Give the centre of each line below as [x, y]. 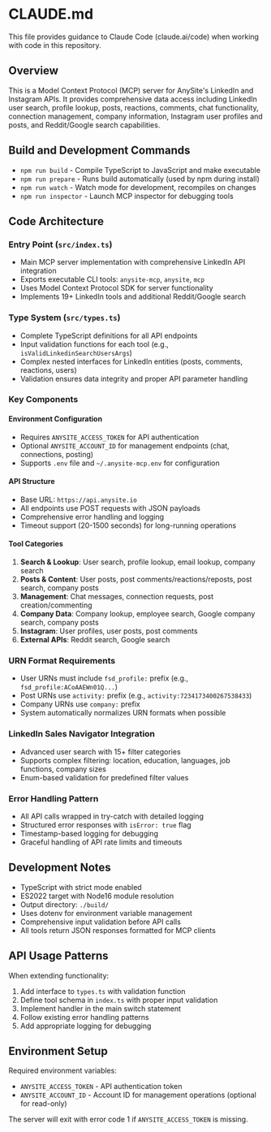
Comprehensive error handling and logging [92, 516]
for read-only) [43, 1104]
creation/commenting [56, 605]
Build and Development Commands [99, 151]
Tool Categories [36, 544]
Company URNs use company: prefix [80, 704]
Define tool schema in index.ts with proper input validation [119, 1000]
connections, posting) [57, 454]
